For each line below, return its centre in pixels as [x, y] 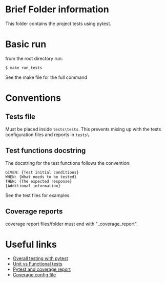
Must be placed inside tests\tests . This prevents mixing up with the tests [83, 129]
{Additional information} [33, 186]
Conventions [33, 98]
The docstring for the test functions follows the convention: [68, 163]
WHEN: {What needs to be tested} [41, 177]
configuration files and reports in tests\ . [48, 135]
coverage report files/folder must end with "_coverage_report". [72, 224]
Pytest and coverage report [42, 269]
